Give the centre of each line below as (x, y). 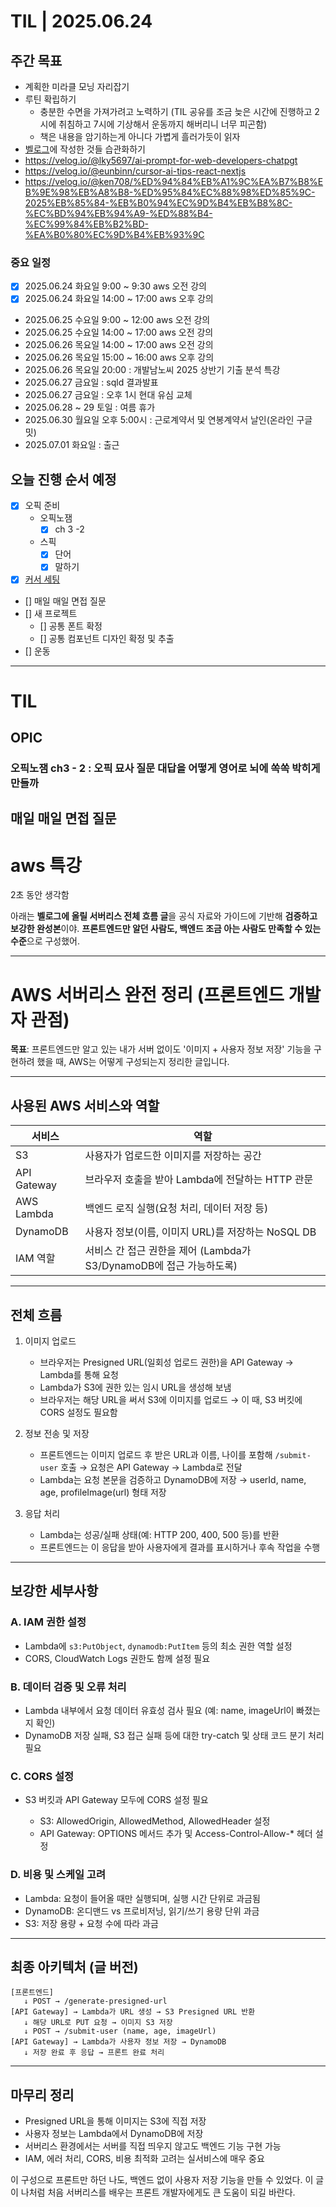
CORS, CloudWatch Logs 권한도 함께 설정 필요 (117, 1658)
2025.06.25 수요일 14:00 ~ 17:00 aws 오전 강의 (119, 332)
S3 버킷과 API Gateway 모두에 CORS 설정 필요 (116, 1800)
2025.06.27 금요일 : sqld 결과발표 (91, 382)
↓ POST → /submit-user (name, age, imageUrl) (120, 2031)
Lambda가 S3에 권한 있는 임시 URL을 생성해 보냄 (135, 1387)
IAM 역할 (35, 1258)
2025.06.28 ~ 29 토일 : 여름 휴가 (90, 407)
